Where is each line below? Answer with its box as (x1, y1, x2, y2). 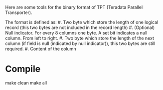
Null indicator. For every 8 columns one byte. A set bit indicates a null (5, 30, 148, 35)
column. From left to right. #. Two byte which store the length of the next (5, 35, 155, 41)
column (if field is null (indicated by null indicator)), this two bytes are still (5, 40, 156, 46)
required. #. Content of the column (5, 46, 76, 51)
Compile (5, 63, 41, 74)
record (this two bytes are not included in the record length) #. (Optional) (5, 24, 155, 30)
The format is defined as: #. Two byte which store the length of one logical (5, 19, 159, 25)
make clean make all (5, 79, 47, 85)
